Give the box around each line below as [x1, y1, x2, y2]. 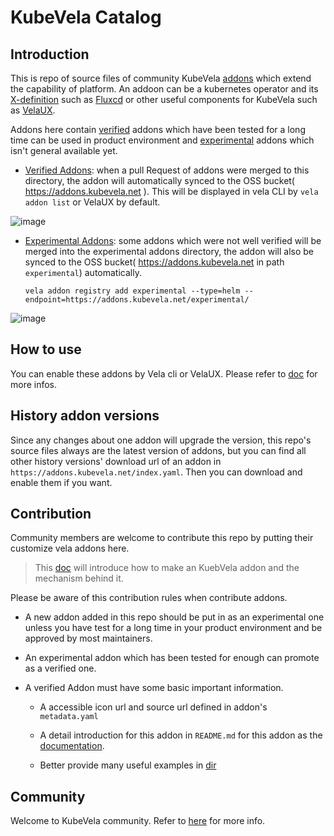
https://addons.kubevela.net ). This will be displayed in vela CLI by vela [24, 186, 319, 197]
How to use [10, 341, 82, 358]
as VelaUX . [10, 104, 56, 116]
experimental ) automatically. [24, 267, 142, 278]
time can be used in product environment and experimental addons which [10, 134, 315, 146]
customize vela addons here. [10, 542, 130, 555]
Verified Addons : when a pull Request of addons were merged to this [24, 164, 310, 176]
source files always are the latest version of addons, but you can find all [10, 444, 307, 456]
